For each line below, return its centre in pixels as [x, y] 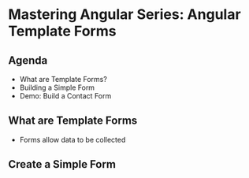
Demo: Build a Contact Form [65, 96]
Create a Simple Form [62, 164]
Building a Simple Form [57, 87]
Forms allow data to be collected [72, 139]
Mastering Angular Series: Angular [125, 15]
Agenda [28, 60]
